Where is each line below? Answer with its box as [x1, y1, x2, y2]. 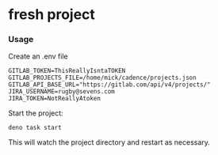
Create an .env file [8, 51, 69, 61]
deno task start [8, 124, 62, 132]
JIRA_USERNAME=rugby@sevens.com [8, 88, 115, 96]
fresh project [8, 6, 95, 24]
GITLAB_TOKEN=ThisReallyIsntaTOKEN [8, 67, 126, 75]
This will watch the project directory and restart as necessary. [8, 138, 210, 147]
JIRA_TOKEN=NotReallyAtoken [8, 95, 101, 103]
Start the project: [8, 108, 63, 118]
